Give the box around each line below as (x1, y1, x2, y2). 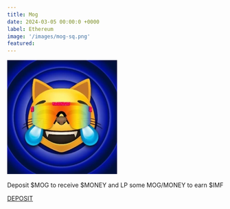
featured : (7, 40, 36, 47)
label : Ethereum (7, 25, 54, 32)
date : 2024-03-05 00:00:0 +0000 (7, 18, 100, 25)
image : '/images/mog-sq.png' (7, 33, 91, 40)
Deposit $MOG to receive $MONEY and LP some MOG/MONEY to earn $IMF (7, 181, 224, 189)
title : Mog (7, 11, 38, 18)
